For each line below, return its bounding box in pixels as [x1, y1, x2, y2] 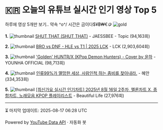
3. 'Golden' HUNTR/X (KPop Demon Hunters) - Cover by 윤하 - [5, 54, 156, 60]
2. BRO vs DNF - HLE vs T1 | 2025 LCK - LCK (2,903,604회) [5, 43, 150, 49]
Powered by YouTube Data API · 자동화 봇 [5, 119, 86, 125]
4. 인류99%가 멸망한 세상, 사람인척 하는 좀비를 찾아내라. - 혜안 [5, 70, 149, 76]
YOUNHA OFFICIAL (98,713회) [5, 60, 65, 65]
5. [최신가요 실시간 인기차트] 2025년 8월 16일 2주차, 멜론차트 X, [5, 86, 152, 92]
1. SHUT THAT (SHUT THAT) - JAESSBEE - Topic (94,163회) [5, 33, 150, 39]
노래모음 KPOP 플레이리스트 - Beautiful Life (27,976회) [19, 93, 125, 98]
